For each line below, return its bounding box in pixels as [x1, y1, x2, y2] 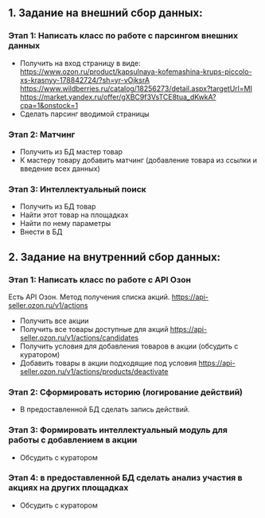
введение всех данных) [19, 163, 101, 173]
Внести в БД [19, 227, 63, 237]
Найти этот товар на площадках [19, 210, 129, 220]
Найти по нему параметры [19, 219, 111, 228]
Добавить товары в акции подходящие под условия [19, 358, 197, 368]
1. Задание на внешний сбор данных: [8, 6, 203, 20]
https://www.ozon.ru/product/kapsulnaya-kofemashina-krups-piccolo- [19, 67, 252, 76]
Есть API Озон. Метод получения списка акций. [8, 292, 170, 302]
